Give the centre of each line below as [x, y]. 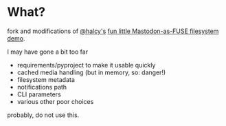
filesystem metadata [46, 79]
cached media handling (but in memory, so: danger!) [91, 72]
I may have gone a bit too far [47, 52]
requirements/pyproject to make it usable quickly [86, 65]
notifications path [42, 87]
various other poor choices [55, 101]
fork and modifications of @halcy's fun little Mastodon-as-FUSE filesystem [113, 31]
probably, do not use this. [43, 115]
